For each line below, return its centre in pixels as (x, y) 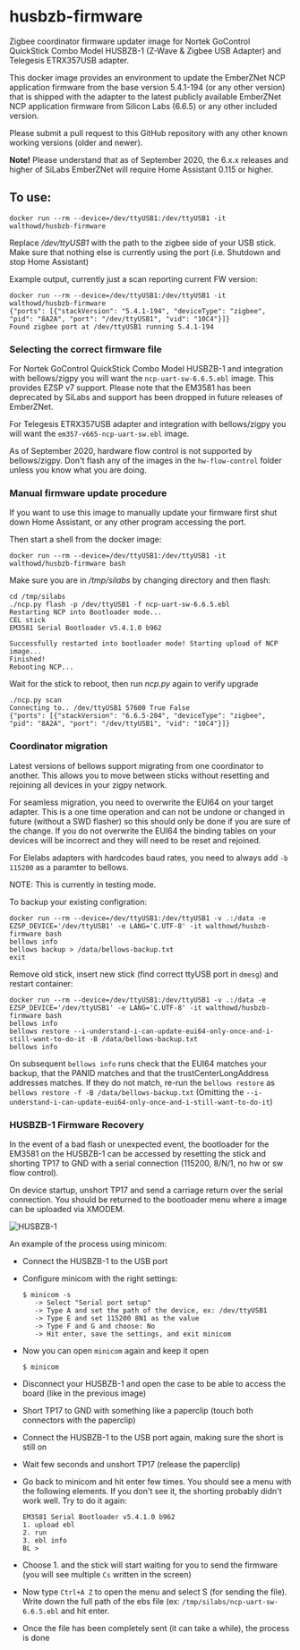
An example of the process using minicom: (88, 1244)
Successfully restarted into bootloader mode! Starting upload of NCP (144, 644)
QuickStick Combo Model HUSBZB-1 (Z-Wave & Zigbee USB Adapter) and (146, 50)
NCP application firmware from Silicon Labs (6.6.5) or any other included (143, 106)
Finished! (28, 660)
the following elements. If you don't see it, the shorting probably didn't (152, 1491)
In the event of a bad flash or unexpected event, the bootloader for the (139, 1144)
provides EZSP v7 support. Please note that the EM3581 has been (130, 388)
